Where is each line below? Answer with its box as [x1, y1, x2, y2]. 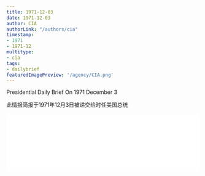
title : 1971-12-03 [6, 9, 53, 15]
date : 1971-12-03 [6, 15, 51, 21]
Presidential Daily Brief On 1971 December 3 [6, 88, 118, 96]
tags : [6, 60, 20, 66]
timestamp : [6, 32, 34, 38]
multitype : [6, 49, 34, 55]
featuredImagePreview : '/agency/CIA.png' [6, 72, 114, 78]
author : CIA [6, 20, 37, 26]
